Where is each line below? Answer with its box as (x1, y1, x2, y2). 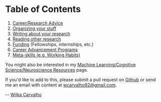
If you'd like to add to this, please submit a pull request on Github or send (5, 76, 156, 82)
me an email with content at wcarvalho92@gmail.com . (5, 81, 117, 88)
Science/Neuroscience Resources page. (5, 66, 88, 73)
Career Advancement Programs (12, 46, 78, 52)
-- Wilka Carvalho (5, 91, 42, 97)
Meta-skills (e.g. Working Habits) (12, 51, 80, 58)
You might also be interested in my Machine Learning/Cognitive (5, 61, 136, 67)
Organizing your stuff (12, 25, 56, 31)
